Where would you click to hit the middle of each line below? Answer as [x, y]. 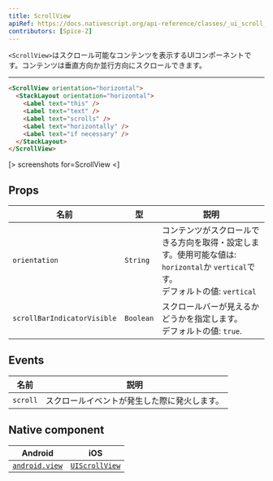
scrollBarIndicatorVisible [65, 319]
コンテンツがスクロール [206, 230]
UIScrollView [95, 466]
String [137, 260]
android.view [38, 466]
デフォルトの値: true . [201, 331]
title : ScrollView [39, 16]
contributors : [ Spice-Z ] [50, 31]
